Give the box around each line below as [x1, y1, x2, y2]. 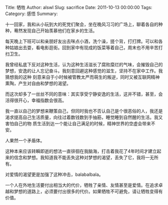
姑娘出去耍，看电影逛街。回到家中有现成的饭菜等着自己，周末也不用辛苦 [9, 45, 158, 50]
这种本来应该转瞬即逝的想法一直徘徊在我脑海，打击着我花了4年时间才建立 [5, 148, 157, 154]
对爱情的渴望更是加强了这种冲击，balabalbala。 [5, 171, 103, 177]
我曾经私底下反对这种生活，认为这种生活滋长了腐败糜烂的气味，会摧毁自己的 [5, 62, 163, 67]
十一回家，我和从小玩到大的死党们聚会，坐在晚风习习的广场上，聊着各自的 [5, 22, 158, 27]
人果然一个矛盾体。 [5, 138, 45, 143]
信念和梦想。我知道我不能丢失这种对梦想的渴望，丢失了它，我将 [13, 155, 145, 160]
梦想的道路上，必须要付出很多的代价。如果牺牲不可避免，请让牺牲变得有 [13, 188, 163, 194]
